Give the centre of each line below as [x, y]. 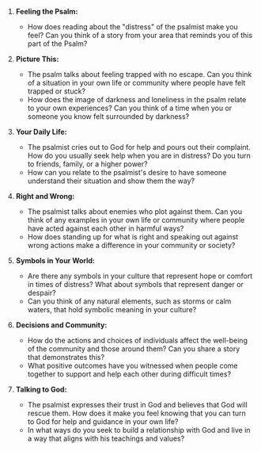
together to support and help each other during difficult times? [129, 374]
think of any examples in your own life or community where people [136, 220]
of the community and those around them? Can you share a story [134, 349]
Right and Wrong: [45, 196]
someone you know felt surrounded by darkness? [108, 117]
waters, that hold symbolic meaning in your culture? [112, 310]
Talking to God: [41, 389]
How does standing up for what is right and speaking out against [133, 237]
